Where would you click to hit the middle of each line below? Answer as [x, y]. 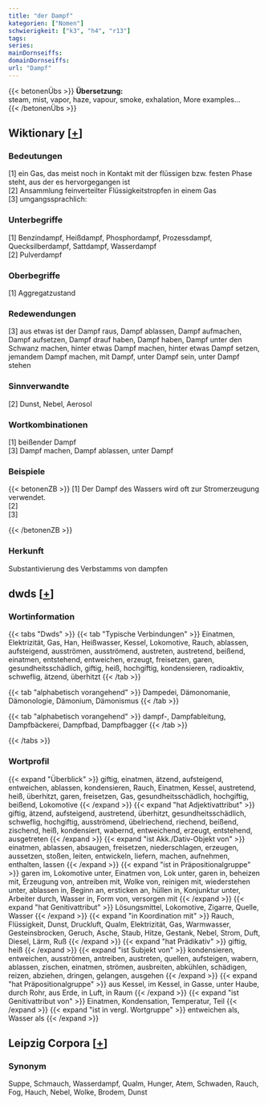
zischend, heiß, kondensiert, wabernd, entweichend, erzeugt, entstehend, [130, 830]
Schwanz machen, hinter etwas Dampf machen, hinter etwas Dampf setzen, [134, 348]
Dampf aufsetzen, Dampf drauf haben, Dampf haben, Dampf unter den [125, 340]
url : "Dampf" [30, 68]
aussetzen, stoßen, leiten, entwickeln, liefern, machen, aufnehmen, [119, 856]
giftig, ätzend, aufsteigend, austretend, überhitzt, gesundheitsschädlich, [127, 813]
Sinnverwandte [39, 387]
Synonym [27, 1066]
